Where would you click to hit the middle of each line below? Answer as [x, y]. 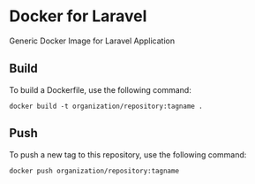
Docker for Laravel [78, 16]
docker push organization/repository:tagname [94, 171]
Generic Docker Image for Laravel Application [92, 41]
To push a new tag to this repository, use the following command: [128, 154]
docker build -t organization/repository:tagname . [106, 106]
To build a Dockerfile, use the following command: [100, 89]
